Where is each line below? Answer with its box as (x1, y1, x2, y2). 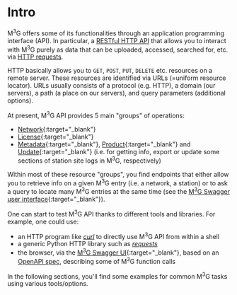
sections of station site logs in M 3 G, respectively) (17, 155, 161, 165)
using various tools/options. (7, 279, 88, 288)
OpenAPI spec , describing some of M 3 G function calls (17, 255, 175, 265)
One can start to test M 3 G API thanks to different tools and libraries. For (7, 208, 216, 218)
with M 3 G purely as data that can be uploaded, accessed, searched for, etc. (7, 44, 229, 54)
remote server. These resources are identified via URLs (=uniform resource (7, 74, 226, 82)
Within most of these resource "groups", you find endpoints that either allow (7, 170, 229, 178)
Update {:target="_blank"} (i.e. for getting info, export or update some (17, 147, 220, 156)
